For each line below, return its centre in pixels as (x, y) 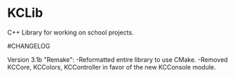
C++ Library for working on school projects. (71, 32)
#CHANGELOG (29, 46)
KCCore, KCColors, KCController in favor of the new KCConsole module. (112, 67)
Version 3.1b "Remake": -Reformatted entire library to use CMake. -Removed (117, 59)
